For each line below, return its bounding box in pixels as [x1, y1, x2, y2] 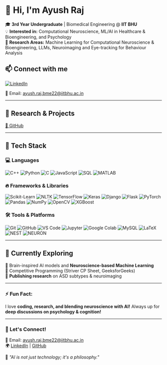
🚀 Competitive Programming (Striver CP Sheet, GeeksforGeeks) [5, 268, 136, 274]
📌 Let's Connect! [5, 326, 46, 333]
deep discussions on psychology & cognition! [5, 308, 101, 315]
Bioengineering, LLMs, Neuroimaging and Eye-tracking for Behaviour [5, 44, 147, 50]
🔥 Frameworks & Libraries [5, 182, 69, 189]
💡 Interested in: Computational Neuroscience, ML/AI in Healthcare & [5, 28, 146, 34]
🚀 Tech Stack [5, 141, 47, 150]
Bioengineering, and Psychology [5, 34, 72, 40]
